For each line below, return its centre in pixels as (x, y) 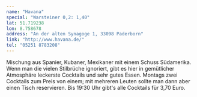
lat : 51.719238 (25, 23)
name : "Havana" (25, 12)
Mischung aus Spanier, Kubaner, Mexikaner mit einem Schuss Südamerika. (99, 62)
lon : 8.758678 (24, 28)
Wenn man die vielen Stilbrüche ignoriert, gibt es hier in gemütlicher (90, 68)
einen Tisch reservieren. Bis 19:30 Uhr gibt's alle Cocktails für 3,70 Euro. (96, 87)
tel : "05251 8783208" (33, 46)
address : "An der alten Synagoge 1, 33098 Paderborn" (75, 34)
